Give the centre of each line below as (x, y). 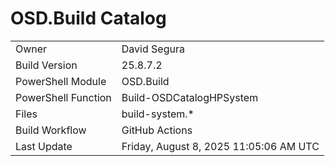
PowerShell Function (63, 97)
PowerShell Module (61, 81)
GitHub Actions (157, 130)
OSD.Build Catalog (88, 18)
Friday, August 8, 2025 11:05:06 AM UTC (220, 146)
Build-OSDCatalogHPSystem (190, 97)
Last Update (44, 146)
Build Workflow (51, 130)
